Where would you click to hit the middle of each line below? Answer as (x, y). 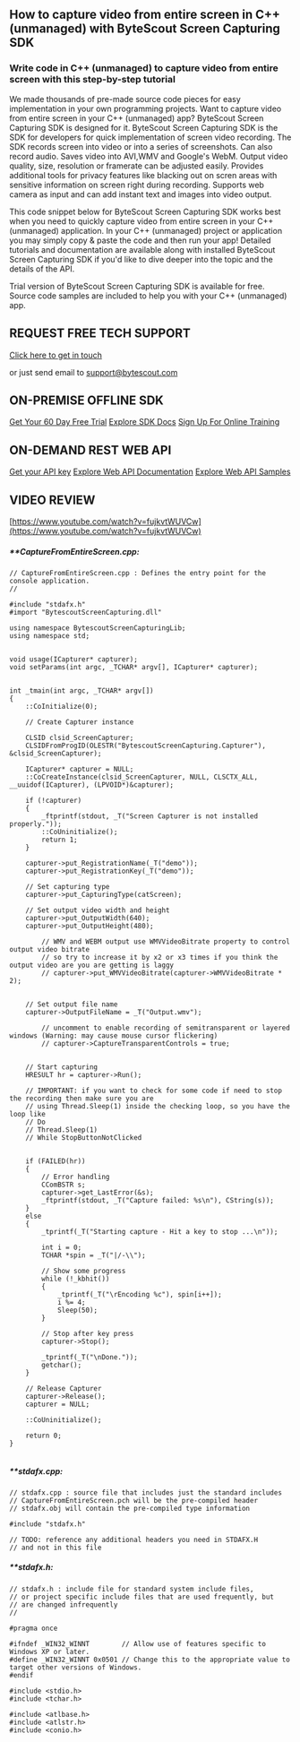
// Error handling (76, 1177)
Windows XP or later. (50, 1651)
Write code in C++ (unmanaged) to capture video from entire (144, 68)
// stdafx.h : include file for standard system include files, (132, 1589)
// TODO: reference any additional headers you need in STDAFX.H (133, 1539)
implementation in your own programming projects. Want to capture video (146, 108)
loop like (28, 1114)
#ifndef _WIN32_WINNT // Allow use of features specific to (138, 1643)
